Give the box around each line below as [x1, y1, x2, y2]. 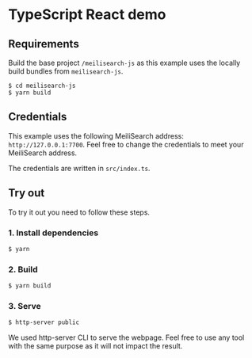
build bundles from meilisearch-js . [8, 67, 124, 76]
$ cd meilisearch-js [8, 82, 77, 89]
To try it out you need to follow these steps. [8, 208, 151, 217]
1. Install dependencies [8, 227, 99, 238]
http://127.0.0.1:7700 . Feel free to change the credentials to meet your [8, 139, 244, 149]
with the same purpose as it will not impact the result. [8, 341, 183, 351]
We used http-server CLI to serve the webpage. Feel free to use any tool [8, 333, 245, 342]
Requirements [8, 37, 79, 51]
